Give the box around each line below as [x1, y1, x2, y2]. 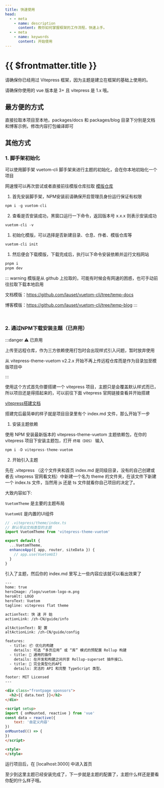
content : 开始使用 [18, 39, 53, 44]
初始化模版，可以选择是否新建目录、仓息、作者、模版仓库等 [12, 232, 132, 238]
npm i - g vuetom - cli [5, 204, 47, 209]
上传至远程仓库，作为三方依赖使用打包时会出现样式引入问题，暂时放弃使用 [5, 347, 155, 353]
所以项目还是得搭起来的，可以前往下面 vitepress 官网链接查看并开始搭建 [5, 390, 150, 395]
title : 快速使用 [5, 7, 35, 12]
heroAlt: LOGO [5, 594, 34, 599]
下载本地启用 [18, 281, 44, 287]
